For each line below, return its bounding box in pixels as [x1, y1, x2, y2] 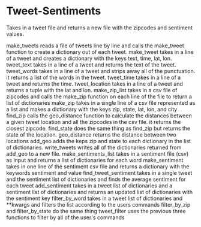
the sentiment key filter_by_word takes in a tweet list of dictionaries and [6, 195, 183, 202]
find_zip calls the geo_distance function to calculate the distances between [6, 112, 192, 119]
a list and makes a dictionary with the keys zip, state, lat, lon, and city [6, 105, 178, 113]
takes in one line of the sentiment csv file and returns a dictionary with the [6, 163, 190, 170]
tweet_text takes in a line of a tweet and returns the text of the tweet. [6, 61, 176, 68]
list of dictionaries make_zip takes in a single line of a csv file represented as [6, 99, 196, 106]
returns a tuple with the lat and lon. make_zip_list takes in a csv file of [6, 86, 178, 93]
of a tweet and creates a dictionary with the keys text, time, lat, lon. [6, 55, 172, 62]
